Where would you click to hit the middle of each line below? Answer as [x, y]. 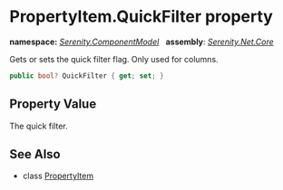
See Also [35, 154]
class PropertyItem [58, 176]
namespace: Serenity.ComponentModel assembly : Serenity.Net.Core [141, 42]
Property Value [53, 104]
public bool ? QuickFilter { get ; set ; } [87, 76]
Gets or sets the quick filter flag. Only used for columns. [114, 59]
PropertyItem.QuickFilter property [141, 17]
